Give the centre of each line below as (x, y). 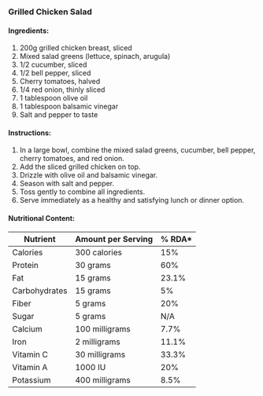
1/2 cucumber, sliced (53, 64)
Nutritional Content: (42, 218)
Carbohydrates (40, 291)
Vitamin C (30, 354)
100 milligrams (103, 328)
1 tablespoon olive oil (54, 98)
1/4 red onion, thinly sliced (62, 90)
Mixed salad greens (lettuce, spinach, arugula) (95, 57)
